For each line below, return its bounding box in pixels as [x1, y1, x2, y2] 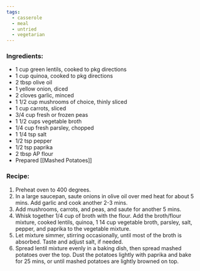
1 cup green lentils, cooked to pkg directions [15, 65, 127, 73]
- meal [12, 20, 29, 26]
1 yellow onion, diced [15, 85, 69, 92]
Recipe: [6, 172, 29, 180]
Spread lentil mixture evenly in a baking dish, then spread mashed [15, 244, 182, 251]
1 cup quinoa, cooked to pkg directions [15, 72, 113, 80]
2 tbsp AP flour [15, 150, 54, 158]
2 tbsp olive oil [15, 79, 53, 86]
